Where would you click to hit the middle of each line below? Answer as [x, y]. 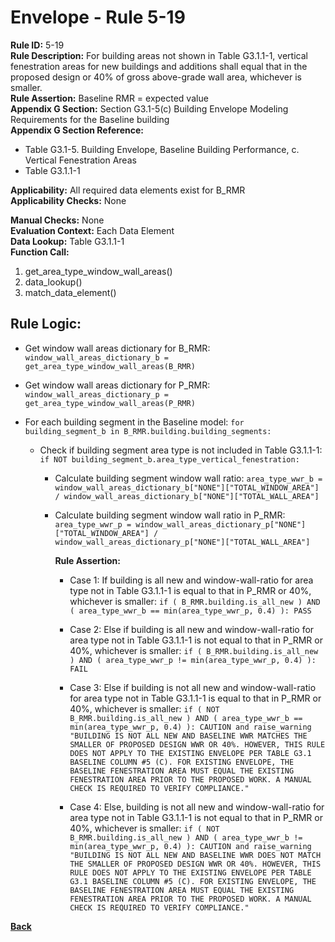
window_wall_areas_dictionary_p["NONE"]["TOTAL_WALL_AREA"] [182, 542]
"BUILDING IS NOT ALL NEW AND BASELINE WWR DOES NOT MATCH [195, 855]
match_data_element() [70, 292]
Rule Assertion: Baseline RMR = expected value [109, 98]
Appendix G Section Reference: [77, 130]
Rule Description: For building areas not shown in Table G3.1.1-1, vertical [159, 55]
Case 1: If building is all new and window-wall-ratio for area [191, 580]
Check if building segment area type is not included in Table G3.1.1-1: [181, 450]
